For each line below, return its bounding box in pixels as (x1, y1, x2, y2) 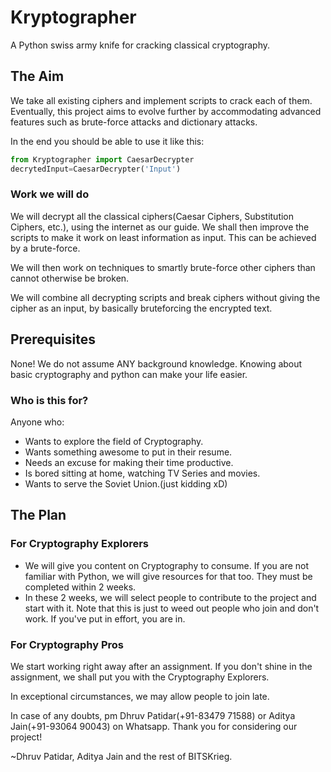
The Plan (10, 507, 67, 524)
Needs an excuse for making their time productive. (24, 456, 234, 468)
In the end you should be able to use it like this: (10, 135, 205, 147)
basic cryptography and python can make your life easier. (10, 368, 248, 380)
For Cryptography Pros (10, 637, 125, 651)
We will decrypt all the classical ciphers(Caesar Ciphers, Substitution (10, 210, 295, 222)
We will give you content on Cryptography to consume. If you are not (24, 559, 310, 571)
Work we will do (10, 187, 90, 201)
